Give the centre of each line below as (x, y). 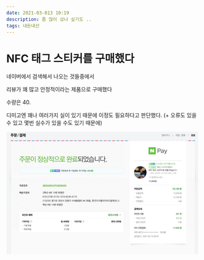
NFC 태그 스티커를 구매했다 (70, 58)
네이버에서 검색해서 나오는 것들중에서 (50, 77)
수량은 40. (19, 102)
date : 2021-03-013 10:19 (38, 13)
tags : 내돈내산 (23, 26)
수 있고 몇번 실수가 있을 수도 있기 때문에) (54, 123)
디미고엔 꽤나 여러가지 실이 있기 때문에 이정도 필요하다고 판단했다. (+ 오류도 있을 (101, 115)
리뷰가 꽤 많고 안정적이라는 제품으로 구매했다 (59, 90)
